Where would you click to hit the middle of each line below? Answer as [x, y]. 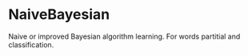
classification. [31, 44]
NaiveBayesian [59, 15]
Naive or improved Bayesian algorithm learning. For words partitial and [124, 36]
